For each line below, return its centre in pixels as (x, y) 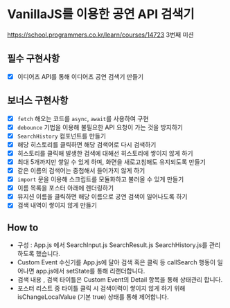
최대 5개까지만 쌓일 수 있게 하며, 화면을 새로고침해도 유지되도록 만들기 (111, 162)
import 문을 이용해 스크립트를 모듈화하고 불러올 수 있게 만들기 (100, 179)
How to (23, 227)
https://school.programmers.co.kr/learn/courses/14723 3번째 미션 (100, 35)
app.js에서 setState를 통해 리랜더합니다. (90, 271)
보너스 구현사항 (38, 101)
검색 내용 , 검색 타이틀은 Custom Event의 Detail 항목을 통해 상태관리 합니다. (120, 280)
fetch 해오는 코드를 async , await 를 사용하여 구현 (83, 118)
